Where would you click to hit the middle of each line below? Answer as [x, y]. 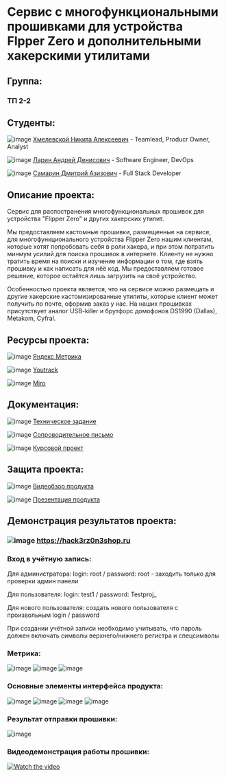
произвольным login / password [53, 615]
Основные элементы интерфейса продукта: [85, 686]
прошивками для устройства [95, 26]
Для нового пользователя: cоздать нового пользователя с [93, 608]
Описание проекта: [51, 195]
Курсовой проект [58, 448]
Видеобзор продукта [64, 486]
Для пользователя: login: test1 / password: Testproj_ [82, 594]
